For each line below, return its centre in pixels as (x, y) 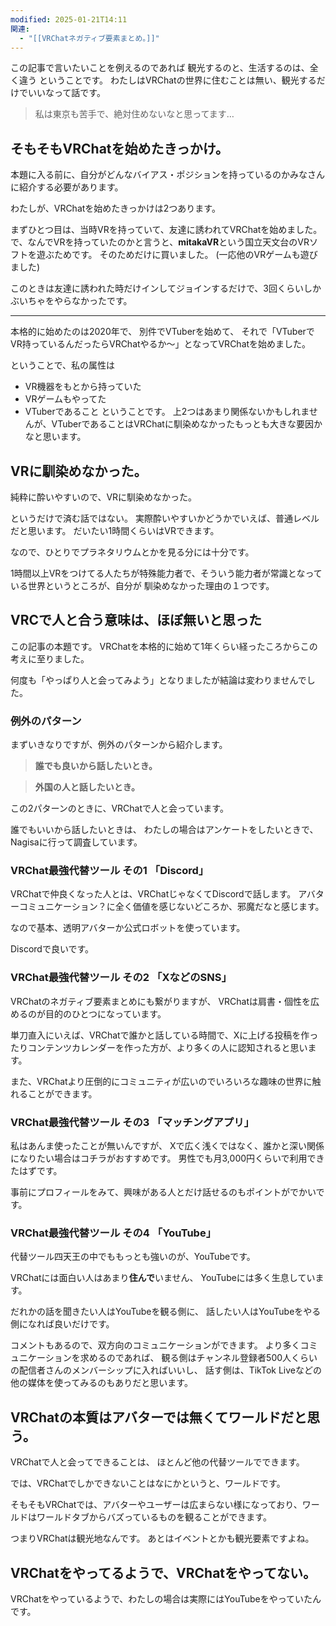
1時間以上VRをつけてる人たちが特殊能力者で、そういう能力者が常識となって (166, 573)
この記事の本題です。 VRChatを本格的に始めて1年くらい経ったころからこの (164, 646)
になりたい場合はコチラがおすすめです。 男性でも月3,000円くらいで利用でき (167, 1158)
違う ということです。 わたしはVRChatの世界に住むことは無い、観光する (167, 80)
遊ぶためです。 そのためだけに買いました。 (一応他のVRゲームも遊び (177, 255)
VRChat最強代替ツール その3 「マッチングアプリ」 (132, 1122)
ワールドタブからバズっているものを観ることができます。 (154, 1517)
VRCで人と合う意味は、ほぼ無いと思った (136, 620)
